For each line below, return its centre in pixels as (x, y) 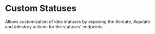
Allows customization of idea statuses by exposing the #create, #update (77, 22)
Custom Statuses (41, 8)
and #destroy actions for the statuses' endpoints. (54, 26)
